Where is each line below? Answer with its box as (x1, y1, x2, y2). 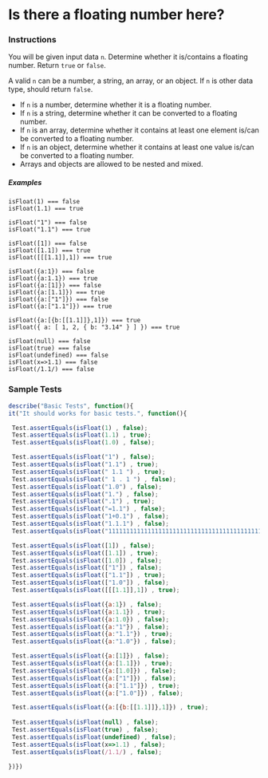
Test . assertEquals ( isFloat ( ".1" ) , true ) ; (11, 497, 156, 506)
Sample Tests (8, 384, 62, 395)
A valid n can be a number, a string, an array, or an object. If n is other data (8, 76, 254, 85)
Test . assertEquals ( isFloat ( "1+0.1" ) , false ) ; (11, 512, 170, 520)
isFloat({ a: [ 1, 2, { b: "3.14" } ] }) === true (8, 323, 180, 332)
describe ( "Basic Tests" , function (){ (8, 401, 134, 410)
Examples (8, 178, 42, 188)
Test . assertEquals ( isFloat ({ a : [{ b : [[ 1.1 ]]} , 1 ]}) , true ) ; (11, 704, 209, 712)
